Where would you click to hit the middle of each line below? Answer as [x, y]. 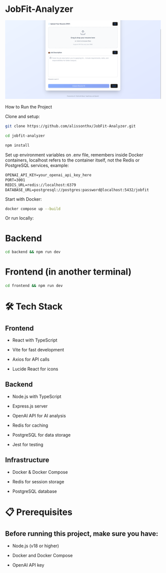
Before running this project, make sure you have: [82, 534]
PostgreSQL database [35, 491]
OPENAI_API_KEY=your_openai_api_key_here [48, 175]
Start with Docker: [23, 199]
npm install [17, 145]
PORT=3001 [15, 180]
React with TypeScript [35, 340]
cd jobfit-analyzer [25, 136]
